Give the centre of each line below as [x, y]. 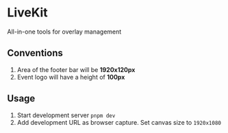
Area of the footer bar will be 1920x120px [76, 69]
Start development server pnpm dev [66, 115]
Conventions [35, 53]
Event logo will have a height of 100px [71, 77]
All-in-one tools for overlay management [64, 32]
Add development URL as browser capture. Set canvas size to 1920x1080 [119, 122]
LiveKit [27, 13]
